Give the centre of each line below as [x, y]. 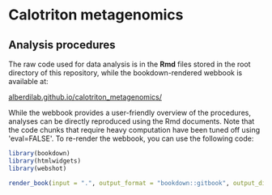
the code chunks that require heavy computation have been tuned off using [134, 130]
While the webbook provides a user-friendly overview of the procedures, [130, 112]
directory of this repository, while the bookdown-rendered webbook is [125, 73]
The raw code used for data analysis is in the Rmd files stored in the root [130, 64]
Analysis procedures [62, 45]
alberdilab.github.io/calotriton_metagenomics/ [85, 97]
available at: [28, 81]
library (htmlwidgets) [45, 161]
